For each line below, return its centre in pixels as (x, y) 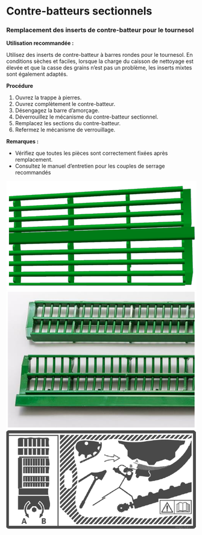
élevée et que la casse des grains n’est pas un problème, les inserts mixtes (99, 68)
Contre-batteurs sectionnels (79, 11)
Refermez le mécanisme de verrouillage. (65, 130)
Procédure (20, 86)
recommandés (33, 172)
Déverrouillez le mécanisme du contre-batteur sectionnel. (87, 117)
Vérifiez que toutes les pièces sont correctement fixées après (91, 153)
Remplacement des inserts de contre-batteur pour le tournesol (100, 30)
